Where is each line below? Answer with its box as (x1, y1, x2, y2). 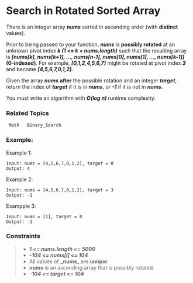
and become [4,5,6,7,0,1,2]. (6, 65, 74, 72)
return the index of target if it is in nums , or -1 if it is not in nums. (6, 83, 163, 90)
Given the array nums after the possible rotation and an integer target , (6, 77, 177, 84)
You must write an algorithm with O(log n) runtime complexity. (6, 95, 156, 102)
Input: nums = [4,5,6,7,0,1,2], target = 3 (6, 187, 114, 193)
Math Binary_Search (8, 123, 61, 128)
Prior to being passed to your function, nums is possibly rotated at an (6, 41, 175, 48)
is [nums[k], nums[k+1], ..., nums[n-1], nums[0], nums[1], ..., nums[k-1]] (6, 53, 185, 60)
